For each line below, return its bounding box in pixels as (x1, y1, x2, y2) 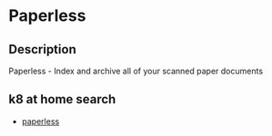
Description (8, 42, 76, 57)
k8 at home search (8, 92, 116, 107)
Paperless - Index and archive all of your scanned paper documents (8, 65, 264, 76)
